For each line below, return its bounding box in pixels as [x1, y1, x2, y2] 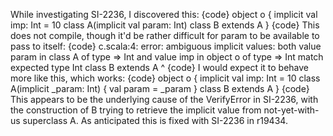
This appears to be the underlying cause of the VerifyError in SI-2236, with [10, 94, 319, 105]
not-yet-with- [263, 104, 320, 116]
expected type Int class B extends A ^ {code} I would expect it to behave [10, 62, 310, 73]
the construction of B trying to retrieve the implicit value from [10, 104, 262, 116]
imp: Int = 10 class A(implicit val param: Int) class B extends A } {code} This [10, 19, 320, 31]
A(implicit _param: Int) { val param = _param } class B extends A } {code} [10, 83, 310, 94]
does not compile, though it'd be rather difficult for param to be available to [10, 30, 320, 41]
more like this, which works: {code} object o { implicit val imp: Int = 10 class [10, 72, 321, 84]
